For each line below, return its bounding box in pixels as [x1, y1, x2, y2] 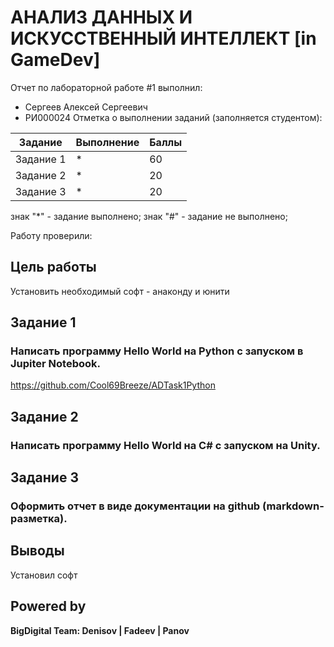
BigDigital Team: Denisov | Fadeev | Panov [10, 624, 190, 636]
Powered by [10, 598, 87, 615]
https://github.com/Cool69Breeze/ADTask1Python [10, 379, 216, 391]
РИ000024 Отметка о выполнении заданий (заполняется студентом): [24, 111, 323, 123]
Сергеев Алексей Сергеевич [24, 101, 148, 113]
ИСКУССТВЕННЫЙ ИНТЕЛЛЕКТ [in [10, 27, 317, 50]
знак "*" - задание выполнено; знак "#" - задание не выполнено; [10, 210, 288, 222]
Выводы [10, 542, 65, 560]
